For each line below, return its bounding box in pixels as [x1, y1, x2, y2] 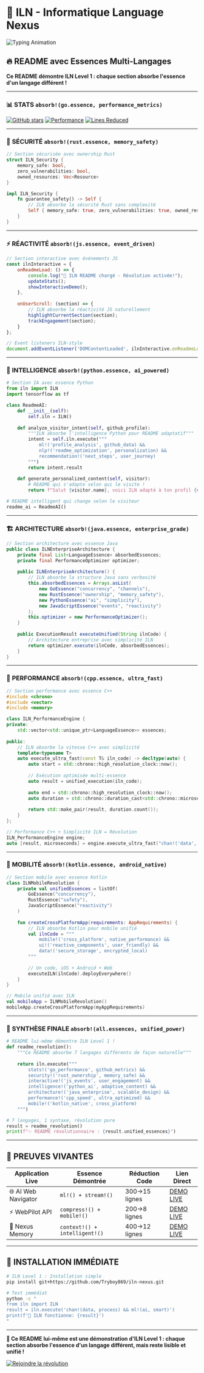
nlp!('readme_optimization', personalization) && [38, 448, 167, 454]
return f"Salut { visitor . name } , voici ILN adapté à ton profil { [28, 487, 197, 493]
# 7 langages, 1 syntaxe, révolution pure [6, 1117, 115, 1124]
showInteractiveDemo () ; [28, 284, 88, 290]
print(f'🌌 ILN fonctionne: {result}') [6, 1313, 104, 1319]
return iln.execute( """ [17, 1061, 78, 1067]
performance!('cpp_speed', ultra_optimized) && [28, 1095, 151, 1101]
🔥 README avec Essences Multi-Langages [6, 56, 172, 66]
